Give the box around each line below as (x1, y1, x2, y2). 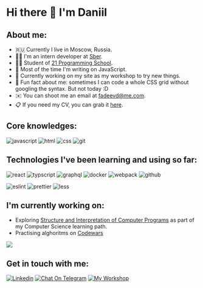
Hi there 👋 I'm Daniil (6, 5, 108, 19)
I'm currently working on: (6, 200, 105, 211)
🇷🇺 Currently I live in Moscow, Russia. (15, 46, 112, 53)
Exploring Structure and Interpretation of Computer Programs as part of (15, 216, 194, 224)
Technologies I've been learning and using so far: (6, 155, 198, 165)
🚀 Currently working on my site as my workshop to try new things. (15, 72, 181, 79)
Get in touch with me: (6, 258, 89, 269)
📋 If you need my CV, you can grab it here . (15, 101, 123, 108)
